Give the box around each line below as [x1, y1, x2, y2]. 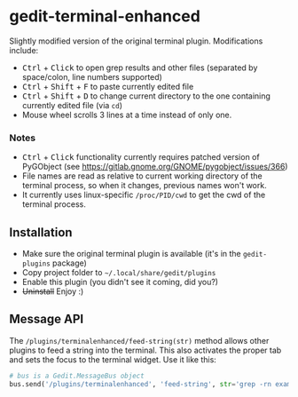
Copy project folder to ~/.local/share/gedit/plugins [21, 267, 216, 278]
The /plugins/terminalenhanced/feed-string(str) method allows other [9, 335, 270, 345]
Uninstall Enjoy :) [21, 286, 84, 297]
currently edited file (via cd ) [21, 99, 122, 110]
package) [51, 258, 87, 268]
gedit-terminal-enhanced [9, 6, 201, 27]
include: [9, 44, 39, 55]
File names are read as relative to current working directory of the [21, 171, 263, 181]
